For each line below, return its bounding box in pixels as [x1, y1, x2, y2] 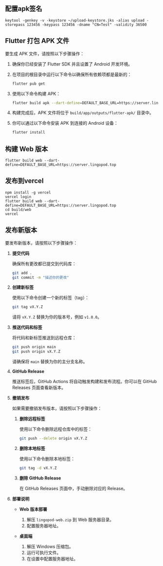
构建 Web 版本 [5, 145, 48, 153]
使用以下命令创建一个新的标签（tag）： [12, 295, 89, 301]
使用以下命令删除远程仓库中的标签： [19, 426, 92, 432]
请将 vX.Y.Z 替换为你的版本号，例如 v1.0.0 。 [12, 314, 102, 320]
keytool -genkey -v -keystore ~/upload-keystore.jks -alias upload [5, 18, 145, 23]
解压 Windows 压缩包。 [26, 543, 74, 549]
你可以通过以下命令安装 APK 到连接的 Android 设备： [12, 120, 118, 126]
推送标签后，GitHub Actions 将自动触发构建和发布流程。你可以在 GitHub [12, 379, 157, 385]
